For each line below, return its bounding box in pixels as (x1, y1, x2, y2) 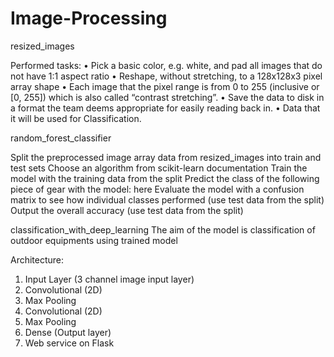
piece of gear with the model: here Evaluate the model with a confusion (10, 183, 305, 195)
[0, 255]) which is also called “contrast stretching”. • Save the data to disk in (10, 91, 325, 103)
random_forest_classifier (10, 132, 112, 144)
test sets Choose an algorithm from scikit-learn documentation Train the (10, 162, 308, 174)
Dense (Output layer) (24, 326, 112, 338)
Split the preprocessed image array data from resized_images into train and (10, 151, 322, 163)
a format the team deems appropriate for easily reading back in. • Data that (10, 102, 321, 114)
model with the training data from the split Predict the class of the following (10, 172, 320, 184)
